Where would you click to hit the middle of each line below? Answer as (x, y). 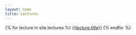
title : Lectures (22, 14)
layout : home (18, 9)
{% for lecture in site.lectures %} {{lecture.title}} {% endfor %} (68, 27)
